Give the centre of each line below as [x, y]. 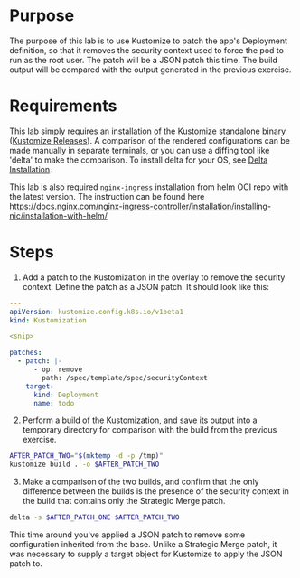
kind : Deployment [66, 395]
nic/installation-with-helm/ [59, 215]
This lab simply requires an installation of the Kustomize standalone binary [148, 131]
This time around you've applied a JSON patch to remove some [127, 535]
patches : [26, 353]
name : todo [54, 403]
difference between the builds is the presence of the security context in [155, 491]
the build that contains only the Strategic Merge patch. [124, 501]
